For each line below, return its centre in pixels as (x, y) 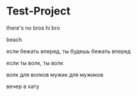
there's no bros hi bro (33, 28)
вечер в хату (23, 86)
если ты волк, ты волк (35, 63)
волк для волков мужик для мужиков (55, 74)
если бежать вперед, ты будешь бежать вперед (68, 51)
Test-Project (38, 11)
